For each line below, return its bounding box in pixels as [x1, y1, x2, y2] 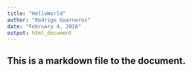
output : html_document [7, 29, 72, 37]
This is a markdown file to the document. [7, 54, 186, 66]
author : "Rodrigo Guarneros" [7, 17, 91, 23]
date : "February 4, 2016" [7, 23, 81, 30]
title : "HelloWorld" [7, 10, 67, 17]
